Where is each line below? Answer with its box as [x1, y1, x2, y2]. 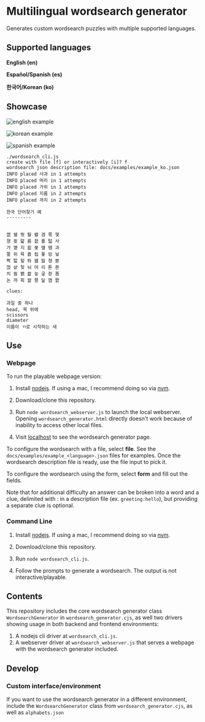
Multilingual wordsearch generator [6, 4, 187, 18]
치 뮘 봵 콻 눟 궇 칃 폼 [6, 270, 60, 277]
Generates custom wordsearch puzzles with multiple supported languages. [6, 25, 196, 32]
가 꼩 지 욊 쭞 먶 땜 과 [6, 245, 60, 251]
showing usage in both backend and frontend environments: [6, 621, 159, 628]
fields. [6, 477, 23, 484]
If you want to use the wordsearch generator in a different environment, [6, 696, 187, 703]
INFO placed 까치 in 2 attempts [6, 197, 87, 203]
